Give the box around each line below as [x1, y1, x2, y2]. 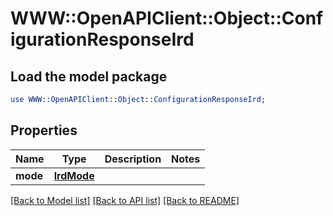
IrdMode [53, 168, 95, 182]
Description [104, 152, 162, 166]
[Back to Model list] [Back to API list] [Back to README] [10, 194, 240, 206]
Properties [10, 122, 78, 139]
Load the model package [10, 68, 168, 85]
